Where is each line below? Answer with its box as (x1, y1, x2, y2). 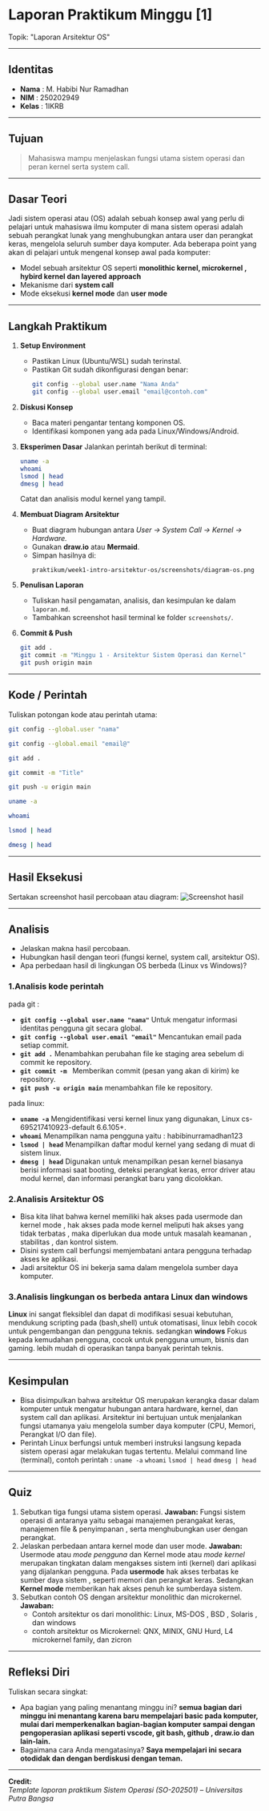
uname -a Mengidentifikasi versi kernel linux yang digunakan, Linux (19, 1114, 240, 1123)
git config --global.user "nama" (8, 725, 120, 733)
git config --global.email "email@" (8, 740, 130, 748)
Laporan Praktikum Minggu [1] (8, 6, 213, 24)
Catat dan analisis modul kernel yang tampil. (19, 494, 167, 504)
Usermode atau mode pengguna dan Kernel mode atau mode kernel (19, 1549, 246, 1559)
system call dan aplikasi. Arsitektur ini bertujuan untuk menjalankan (19, 1413, 243, 1422)
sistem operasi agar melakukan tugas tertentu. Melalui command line (19, 1446, 247, 1456)
